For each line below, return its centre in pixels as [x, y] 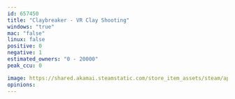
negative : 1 [24, 53]
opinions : [22, 84]
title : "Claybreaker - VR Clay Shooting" [69, 20]
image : [17, 78]
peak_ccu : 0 [24, 66]
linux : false [26, 40]
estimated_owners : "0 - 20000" [53, 59]
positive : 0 [24, 46]
